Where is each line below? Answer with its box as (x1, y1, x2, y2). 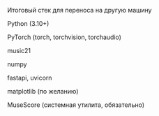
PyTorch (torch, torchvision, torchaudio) (7, 33, 122, 41)
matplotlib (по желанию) (7, 87, 79, 95)
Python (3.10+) (7, 20, 50, 27)
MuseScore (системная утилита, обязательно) (7, 101, 145, 109)
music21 (7, 47, 31, 55)
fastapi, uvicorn (7, 73, 52, 82)
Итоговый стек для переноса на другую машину (7, 6, 152, 14)
